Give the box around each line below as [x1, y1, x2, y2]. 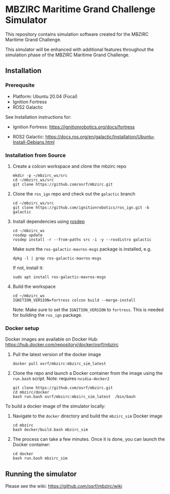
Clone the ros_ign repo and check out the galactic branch [12, 190, 135, 196]
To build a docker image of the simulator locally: [5, 403, 106, 409]
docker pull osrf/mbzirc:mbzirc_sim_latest [12, 361, 107, 367]
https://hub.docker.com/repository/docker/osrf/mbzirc [5, 342, 119, 348]
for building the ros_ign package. [12, 312, 83, 318]
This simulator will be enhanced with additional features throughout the [5, 46, 154, 52]
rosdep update [12, 233, 43, 238]
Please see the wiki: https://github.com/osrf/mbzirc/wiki [5, 483, 123, 489]
